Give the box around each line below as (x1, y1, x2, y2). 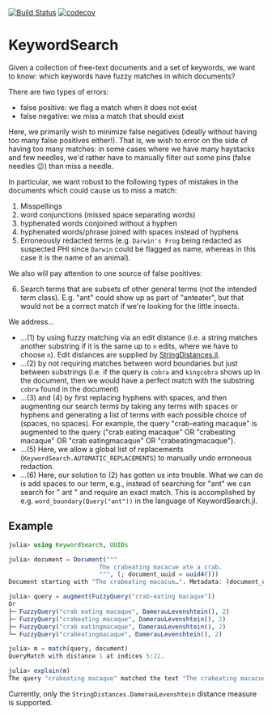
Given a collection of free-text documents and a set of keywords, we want (8, 62, 256, 72)
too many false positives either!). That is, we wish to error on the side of (8, 135, 249, 145)
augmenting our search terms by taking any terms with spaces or (19, 401, 239, 411)
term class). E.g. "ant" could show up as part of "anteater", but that (19, 292, 244, 302)
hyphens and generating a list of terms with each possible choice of (19, 409, 247, 420)
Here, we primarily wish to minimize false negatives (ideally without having (8, 126, 257, 137)
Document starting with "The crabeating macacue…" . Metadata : (8, 578, 223, 586)
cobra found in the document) (19, 384, 119, 394)
